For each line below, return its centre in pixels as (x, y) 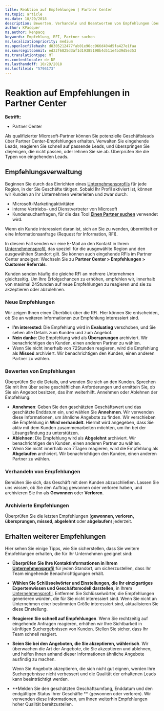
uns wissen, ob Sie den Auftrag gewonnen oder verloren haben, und (74, 487)
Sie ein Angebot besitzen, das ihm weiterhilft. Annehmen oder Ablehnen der (81, 392)
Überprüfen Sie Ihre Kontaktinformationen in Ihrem (65, 563)
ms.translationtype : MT (29, 55)
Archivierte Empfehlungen (37, 505)
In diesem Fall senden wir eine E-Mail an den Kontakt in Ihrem (67, 243)
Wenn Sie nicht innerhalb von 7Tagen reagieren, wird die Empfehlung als (85, 449)
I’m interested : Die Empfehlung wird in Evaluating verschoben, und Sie (84, 327)
